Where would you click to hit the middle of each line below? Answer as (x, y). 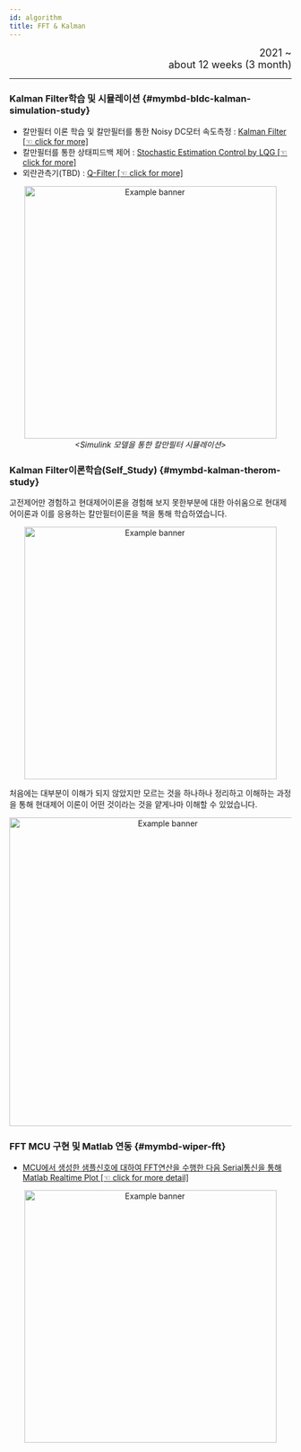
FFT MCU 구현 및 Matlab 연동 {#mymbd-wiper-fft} (118, 1147)
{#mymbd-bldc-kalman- (197, 99)
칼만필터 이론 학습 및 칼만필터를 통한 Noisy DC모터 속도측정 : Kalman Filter (154, 131)
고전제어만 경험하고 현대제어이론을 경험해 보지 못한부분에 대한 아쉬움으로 (136, 503)
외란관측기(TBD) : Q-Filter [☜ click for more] (103, 172)
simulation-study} (50, 110)
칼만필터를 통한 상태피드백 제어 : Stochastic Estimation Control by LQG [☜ (155, 152)
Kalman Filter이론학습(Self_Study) (83, 470)
